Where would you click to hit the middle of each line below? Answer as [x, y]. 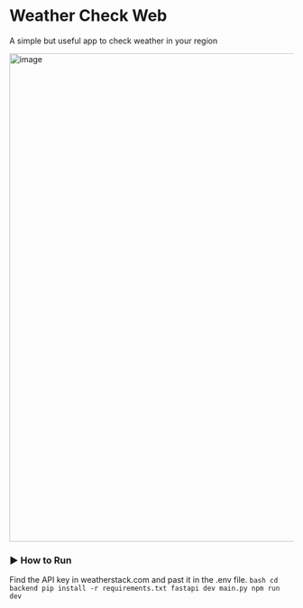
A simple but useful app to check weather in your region [114, 41]
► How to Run [41, 560]
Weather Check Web [88, 16]
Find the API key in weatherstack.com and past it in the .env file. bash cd [144, 580]
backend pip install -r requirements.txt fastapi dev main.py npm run [145, 589]
